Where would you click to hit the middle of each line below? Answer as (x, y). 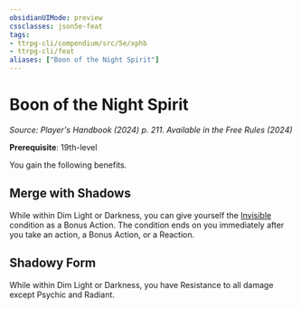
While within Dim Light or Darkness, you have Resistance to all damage (141, 285)
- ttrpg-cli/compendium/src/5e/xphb (78, 43)
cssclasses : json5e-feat (56, 26)
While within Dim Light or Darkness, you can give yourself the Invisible (141, 215)
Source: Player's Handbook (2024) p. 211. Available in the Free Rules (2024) (151, 130)
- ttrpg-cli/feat (42, 52)
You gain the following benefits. (68, 165)
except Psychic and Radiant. (62, 295)
